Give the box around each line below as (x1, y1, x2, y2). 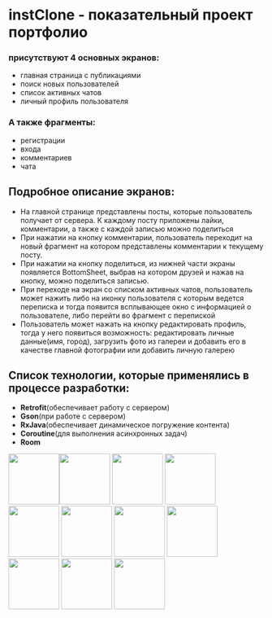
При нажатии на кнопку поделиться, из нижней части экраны (19, 258, 235, 268)
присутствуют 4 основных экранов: (8, 52, 160, 64)
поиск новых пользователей (19, 79, 119, 89)
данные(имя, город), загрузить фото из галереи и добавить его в (19, 336, 246, 346)
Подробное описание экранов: (8, 185, 175, 199)
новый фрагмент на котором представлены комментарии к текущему (19, 241, 264, 251)
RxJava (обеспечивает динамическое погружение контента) (19, 420, 230, 430)
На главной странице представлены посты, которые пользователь (19, 206, 253, 217)
